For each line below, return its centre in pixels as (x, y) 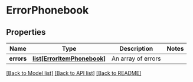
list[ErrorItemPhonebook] (69, 58)
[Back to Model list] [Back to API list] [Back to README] (74, 73)
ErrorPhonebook (48, 10)
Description (136, 49)
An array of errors (136, 58)
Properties (26, 32)
